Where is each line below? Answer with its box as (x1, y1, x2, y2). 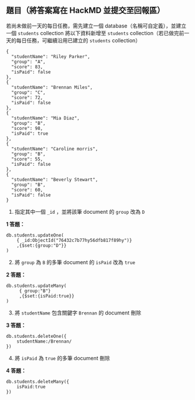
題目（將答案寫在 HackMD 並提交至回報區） (6, 5, 165, 16)
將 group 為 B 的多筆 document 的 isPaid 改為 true (14, 258, 136, 265)
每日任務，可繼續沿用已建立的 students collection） (16, 37, 141, 44)
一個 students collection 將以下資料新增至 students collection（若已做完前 (6, 29, 184, 36)
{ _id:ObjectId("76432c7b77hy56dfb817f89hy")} (16, 237, 132, 243)
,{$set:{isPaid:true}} (19, 293, 75, 299)
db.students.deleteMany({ (6, 378, 69, 385)
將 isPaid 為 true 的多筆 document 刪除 (14, 354, 110, 361)
